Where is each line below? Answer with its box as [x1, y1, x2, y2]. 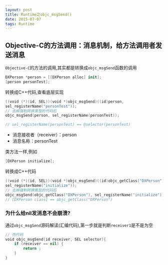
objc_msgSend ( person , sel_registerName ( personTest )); [5, 113, 120, 118]
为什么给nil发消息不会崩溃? [5, 210, 71, 217]
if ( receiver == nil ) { [14, 241, 64, 246]
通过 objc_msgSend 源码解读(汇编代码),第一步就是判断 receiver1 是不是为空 [5, 222, 153, 228]
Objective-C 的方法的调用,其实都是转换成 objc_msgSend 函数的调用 [5, 65, 137, 71]
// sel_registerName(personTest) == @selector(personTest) [5, 122, 131, 127]
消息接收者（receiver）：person [12, 132, 77, 138]
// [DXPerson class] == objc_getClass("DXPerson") [5, 197, 113, 202]
